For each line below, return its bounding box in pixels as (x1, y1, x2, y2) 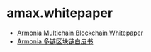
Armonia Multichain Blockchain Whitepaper (16, 28, 143, 37)
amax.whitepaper (6, 5, 113, 21)
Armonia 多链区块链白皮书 (16, 37, 94, 46)
